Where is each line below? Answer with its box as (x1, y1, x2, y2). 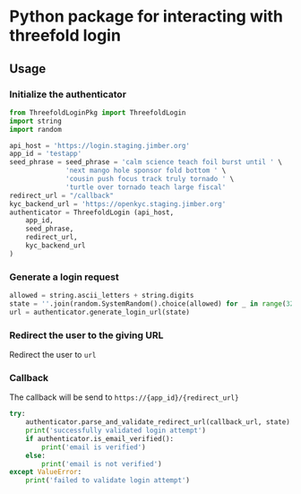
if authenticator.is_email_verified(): (25, 434, 175, 443)
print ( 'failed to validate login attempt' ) (25, 476, 191, 485)
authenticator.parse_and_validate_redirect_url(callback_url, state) (25, 418, 291, 427)
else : (25, 451, 47, 460)
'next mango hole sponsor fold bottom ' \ (65, 166, 227, 176)
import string (9, 117, 63, 126)
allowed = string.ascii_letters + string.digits (9, 291, 194, 300)
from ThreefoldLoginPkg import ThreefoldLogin (9, 108, 186, 117)
